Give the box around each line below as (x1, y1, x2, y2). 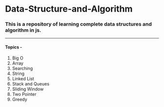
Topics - (5, 44, 22, 50)
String (12, 71, 25, 76)
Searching (12, 65, 33, 71)
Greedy (12, 96, 28, 102)
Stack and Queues (12, 81, 50, 87)
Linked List (12, 75, 34, 81)
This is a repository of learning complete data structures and (5, 21, 152, 28)
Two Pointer (12, 91, 37, 97)
